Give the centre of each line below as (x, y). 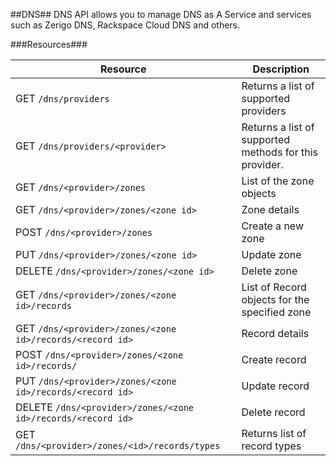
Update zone (271, 254)
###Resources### (49, 44)
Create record (274, 359)
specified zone (276, 312)
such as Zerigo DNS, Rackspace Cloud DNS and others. (125, 25)
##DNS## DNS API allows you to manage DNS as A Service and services (161, 14)
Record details (275, 333)
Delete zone (269, 271)
